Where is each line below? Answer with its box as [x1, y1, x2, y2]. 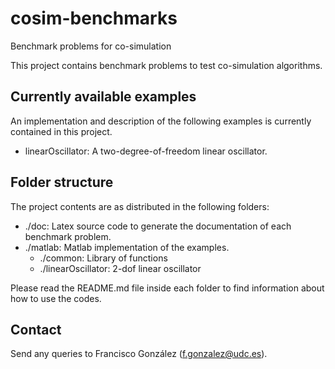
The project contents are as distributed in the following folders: [10, 200, 270, 212]
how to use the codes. [10, 292, 102, 304]
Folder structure [10, 174, 114, 191]
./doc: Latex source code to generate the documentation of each [24, 220, 292, 232]
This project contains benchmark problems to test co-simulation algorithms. [10, 59, 323, 71]
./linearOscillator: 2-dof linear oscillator [39, 262, 202, 274]
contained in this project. [10, 125, 113, 137]
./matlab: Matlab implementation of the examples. [24, 241, 230, 253]
